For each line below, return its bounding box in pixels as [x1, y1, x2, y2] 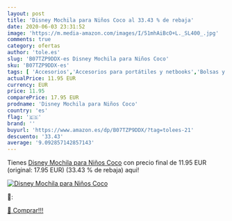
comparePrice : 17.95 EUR [7, 95, 79, 101]
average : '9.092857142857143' [7, 140, 95, 147]
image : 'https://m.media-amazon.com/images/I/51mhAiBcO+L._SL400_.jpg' [7, 29, 219, 37]
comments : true [7, 36, 51, 43]
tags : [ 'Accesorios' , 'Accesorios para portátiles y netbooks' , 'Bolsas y [7, 68, 226, 75]
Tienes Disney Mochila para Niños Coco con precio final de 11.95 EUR [7, 158, 207, 167]
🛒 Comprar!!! [7, 206, 44, 215]
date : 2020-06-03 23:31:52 [7, 23, 85, 30]
